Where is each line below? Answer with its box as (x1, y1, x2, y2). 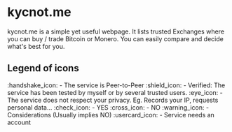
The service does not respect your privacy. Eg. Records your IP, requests (7, 96, 219, 104)
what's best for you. (7, 42, 65, 50)
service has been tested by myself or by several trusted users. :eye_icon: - (7, 88, 223, 96)
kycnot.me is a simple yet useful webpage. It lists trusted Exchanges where (7, 27, 225, 36)
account (7, 118, 32, 126)
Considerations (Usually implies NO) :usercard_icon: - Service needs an (7, 110, 215, 119)
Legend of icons (7, 62, 79, 74)
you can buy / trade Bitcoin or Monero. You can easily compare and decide (7, 34, 224, 43)
